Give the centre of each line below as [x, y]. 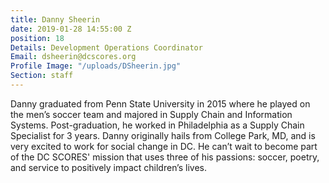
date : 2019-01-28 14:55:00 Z [71, 29]
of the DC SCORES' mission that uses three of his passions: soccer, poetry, [165, 157]
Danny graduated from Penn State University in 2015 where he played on [160, 103]
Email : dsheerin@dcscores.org [73, 57]
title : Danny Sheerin [55, 19]
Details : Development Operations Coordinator [106, 47]
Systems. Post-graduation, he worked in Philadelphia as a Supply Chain [157, 125]
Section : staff [42, 76]
